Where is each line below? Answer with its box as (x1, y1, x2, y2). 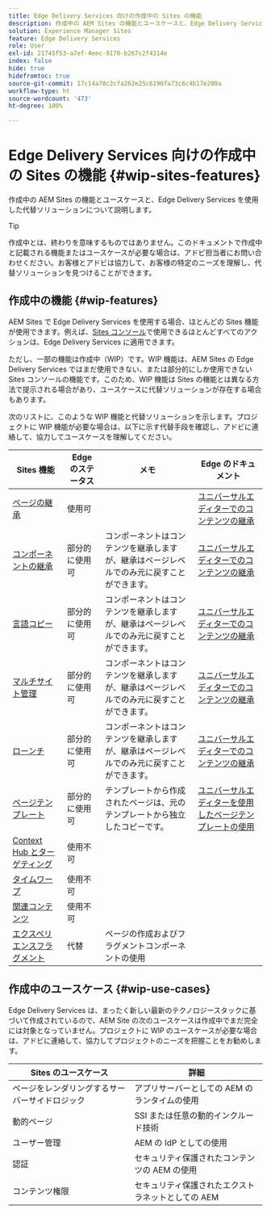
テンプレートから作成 (104, 784, 186, 796)
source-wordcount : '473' (8, 95, 92, 103)
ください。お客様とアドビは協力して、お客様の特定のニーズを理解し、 (22, 258, 256, 267)
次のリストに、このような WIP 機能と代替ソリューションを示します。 (8, 411, 237, 421)
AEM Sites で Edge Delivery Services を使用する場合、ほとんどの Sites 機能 (8, 317, 259, 326)
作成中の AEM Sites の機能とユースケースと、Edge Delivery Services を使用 (8, 195, 260, 204)
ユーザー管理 (12, 1136, 61, 1148)
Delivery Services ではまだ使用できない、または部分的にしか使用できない (8, 364, 252, 374)
